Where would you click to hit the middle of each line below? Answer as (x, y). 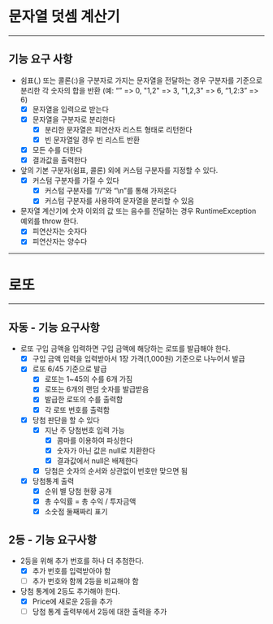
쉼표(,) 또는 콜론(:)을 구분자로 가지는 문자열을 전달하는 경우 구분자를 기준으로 (141, 80)
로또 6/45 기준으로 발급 (69, 369)
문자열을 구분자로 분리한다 (74, 119)
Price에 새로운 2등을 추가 (72, 601)
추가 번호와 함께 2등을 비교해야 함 (86, 581)
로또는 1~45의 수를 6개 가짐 (89, 379)
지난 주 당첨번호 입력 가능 (84, 430)
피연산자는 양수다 (60, 241)
